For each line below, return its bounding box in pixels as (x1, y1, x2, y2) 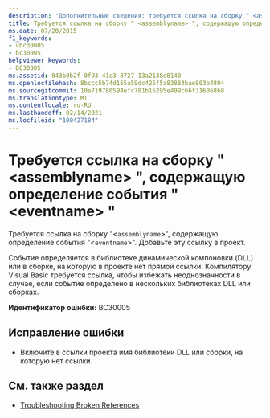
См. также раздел (8, 379, 104, 393)
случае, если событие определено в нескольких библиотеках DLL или (8, 278, 251, 288)
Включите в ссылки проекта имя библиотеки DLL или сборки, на (19, 347, 243, 357)
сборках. (8, 287, 39, 297)
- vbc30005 (8, 42, 45, 50)
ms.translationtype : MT (8, 94, 88, 102)
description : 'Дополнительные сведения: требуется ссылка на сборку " (8, 11, 250, 20)
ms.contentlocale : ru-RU (8, 101, 92, 109)
